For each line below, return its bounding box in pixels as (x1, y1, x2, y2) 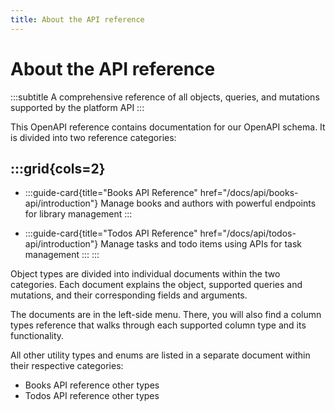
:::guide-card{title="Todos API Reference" (24, 227, 198, 240)
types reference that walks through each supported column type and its (10, 319, 307, 331)
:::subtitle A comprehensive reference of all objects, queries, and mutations (10, 91, 320, 103)
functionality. (10, 330, 65, 342)
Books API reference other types (24, 379, 160, 391)
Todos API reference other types (24, 390, 160, 402)
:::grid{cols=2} (10, 160, 106, 177)
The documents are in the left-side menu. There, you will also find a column (10, 309, 322, 321)
